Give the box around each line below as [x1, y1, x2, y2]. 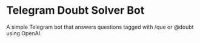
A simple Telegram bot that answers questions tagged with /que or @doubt [6, 23, 194, 30]
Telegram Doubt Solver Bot [6, 4, 145, 17]
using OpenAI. [6, 29, 42, 36]
